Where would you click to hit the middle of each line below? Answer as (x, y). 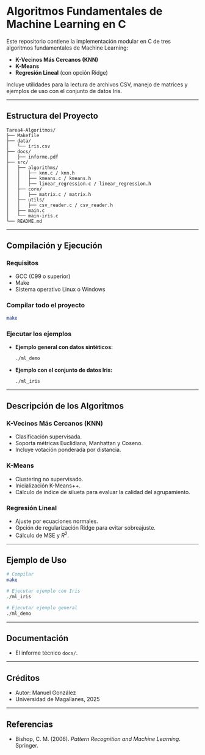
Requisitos (22, 263)
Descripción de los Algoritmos (65, 406)
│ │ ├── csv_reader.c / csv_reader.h (60, 205)
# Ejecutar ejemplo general (42, 607)
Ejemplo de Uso (37, 560)
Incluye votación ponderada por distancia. (68, 450)
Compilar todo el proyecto (46, 306)
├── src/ (17, 162)
